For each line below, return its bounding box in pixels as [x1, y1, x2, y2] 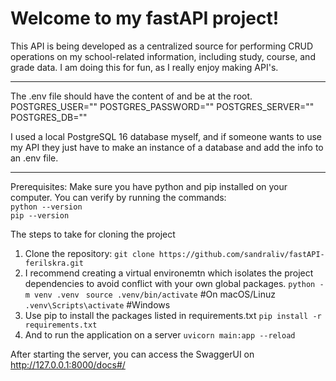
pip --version [10, 210, 70, 221]
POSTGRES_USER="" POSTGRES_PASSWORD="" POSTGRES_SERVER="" [10, 100, 315, 112]
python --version [10, 202, 83, 212]
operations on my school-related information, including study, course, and [10, 50, 316, 62]
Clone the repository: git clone [24, 247, 155, 259]
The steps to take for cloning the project [10, 228, 176, 240]
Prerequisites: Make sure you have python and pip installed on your [10, 180, 288, 192]
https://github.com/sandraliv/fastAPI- [158, 249, 325, 259]
